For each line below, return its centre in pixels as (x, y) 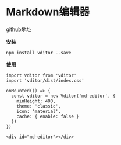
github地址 (19, 29)
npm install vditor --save (39, 53)
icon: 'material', (39, 111)
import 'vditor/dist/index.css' (45, 80)
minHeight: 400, (36, 101)
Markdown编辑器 (48, 12)
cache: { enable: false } (48, 116)
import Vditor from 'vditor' (41, 75)
